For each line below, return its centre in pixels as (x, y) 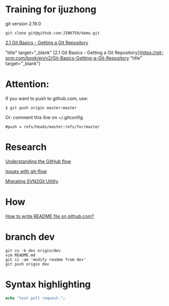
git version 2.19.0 (23, 24)
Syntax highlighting (48, 284)
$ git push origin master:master (41, 108)
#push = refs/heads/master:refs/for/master (53, 127)
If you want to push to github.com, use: (47, 98)
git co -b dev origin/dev (33, 251)
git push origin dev (27, 264)
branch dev (30, 237)
